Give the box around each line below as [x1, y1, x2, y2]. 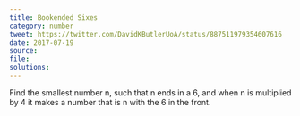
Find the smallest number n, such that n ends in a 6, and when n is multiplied [9, 87, 292, 98]
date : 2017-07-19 [9, 37, 74, 47]
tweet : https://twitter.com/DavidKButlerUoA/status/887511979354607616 [9, 29, 282, 38]
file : [9, 54, 30, 63]
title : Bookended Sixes [9, 12, 99, 22]
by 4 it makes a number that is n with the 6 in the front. [9, 96, 211, 107]
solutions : [9, 63, 50, 72]
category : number [9, 21, 74, 30]
